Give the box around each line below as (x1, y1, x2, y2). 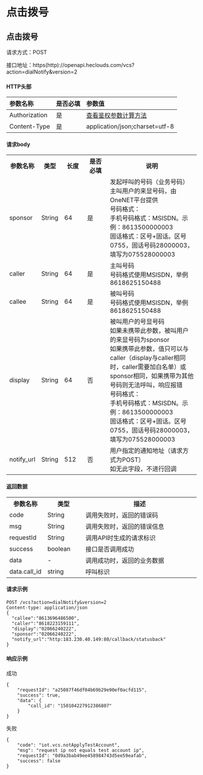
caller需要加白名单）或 (121, 363, 186, 371)
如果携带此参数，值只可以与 (109, 345, 189, 353)
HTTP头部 (6, 83, 32, 90)
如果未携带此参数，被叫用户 (109, 327, 189, 335)
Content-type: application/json (6, 605, 88, 611)
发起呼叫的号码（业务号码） (109, 178, 189, 186)
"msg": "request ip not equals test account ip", (17, 747, 145, 754)
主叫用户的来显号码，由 (109, 187, 177, 195)
